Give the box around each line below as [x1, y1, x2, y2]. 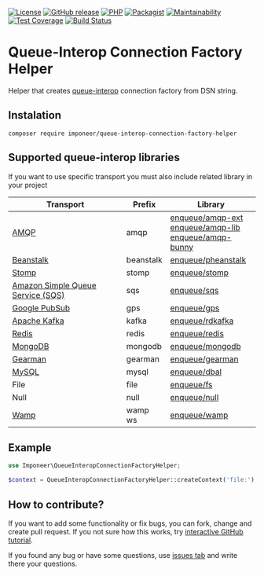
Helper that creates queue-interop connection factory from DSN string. [8, 86, 238, 95]
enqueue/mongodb [170, 340, 241, 351]
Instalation [8, 108, 61, 122]
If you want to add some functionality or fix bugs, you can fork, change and [8, 519, 252, 528]
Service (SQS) [12, 289, 65, 300]
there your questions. [8, 559, 78, 568]
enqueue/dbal [170, 366, 222, 377]
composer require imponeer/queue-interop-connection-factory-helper [8, 130, 237, 138]
